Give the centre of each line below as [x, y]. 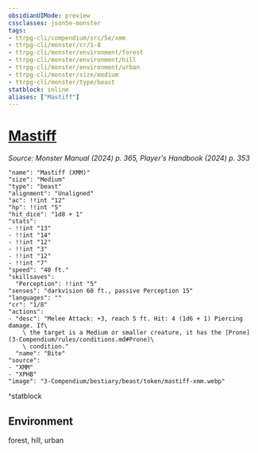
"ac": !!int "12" [37, 201]
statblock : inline [39, 89]
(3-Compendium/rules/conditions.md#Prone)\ [81, 340]
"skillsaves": [32, 277]
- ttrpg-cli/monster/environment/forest [76, 52]
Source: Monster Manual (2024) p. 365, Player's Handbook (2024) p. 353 [129, 158]
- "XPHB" [23, 374]
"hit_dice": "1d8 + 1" [46, 215]
